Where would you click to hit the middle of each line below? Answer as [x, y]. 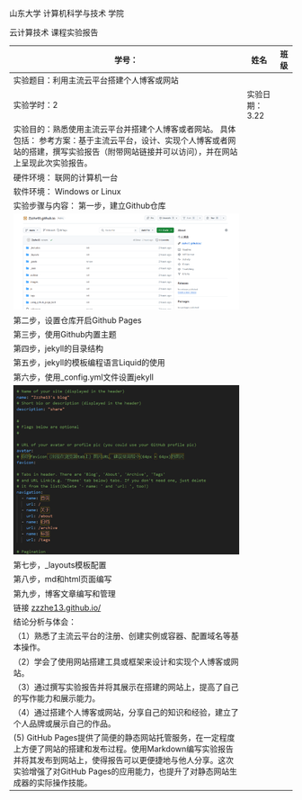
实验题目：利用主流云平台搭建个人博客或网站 [96, 80]
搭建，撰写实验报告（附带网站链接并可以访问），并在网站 [133, 152]
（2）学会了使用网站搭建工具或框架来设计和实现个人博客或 [122, 661]
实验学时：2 [36, 104]
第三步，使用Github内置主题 [65, 334]
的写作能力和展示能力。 [57, 698]
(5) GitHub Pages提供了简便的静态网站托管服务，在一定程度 [124, 738]
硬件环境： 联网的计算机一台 [66, 177]
